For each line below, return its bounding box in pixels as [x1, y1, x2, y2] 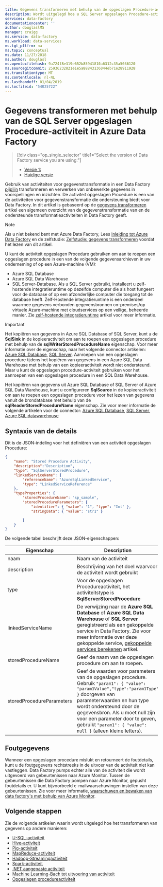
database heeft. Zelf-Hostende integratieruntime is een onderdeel [12, 296, 144, 302]
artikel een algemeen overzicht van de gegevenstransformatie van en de [5, 207, 150, 213]
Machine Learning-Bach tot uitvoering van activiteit [12, 871, 115, 877]
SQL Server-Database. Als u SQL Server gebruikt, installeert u [12, 281, 136, 287]
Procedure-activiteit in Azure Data [5, 126, 147, 137]
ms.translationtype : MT [5, 71, 53, 75]
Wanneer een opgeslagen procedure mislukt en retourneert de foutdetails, [5, 757, 154, 763]
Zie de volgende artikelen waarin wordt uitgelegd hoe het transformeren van [5, 820, 158, 826]
